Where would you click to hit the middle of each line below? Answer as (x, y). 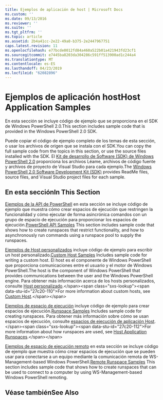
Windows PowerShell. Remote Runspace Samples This (101, 362)
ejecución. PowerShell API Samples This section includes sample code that (80, 225)
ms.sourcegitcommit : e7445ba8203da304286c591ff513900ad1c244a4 (71, 55)
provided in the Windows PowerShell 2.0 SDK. (51, 131)
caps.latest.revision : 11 (31, 46)
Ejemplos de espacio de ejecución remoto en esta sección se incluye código (82, 346)
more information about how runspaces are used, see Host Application (76, 331)
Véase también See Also (42, 393)
